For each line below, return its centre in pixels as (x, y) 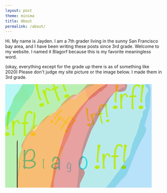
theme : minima (20, 16)
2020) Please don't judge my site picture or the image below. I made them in (83, 72)
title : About (19, 21)
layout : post (19, 10)
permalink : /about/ (25, 26)
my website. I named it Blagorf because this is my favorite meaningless (78, 52)
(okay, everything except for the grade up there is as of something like (77, 67)
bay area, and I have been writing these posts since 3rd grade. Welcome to (82, 46)
